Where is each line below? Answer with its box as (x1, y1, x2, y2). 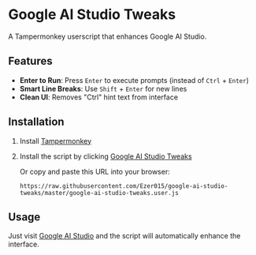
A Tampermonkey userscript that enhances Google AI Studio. (8, 32, 207, 41)
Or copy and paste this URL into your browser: (19, 167, 171, 176)
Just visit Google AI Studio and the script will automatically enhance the (8, 231, 241, 241)
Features (8, 54, 53, 68)
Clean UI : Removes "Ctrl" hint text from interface (19, 92, 179, 102)
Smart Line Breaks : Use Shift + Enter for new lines (19, 84, 187, 93)
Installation (8, 115, 65, 129)
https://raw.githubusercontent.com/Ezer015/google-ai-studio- (19, 182, 228, 190)
